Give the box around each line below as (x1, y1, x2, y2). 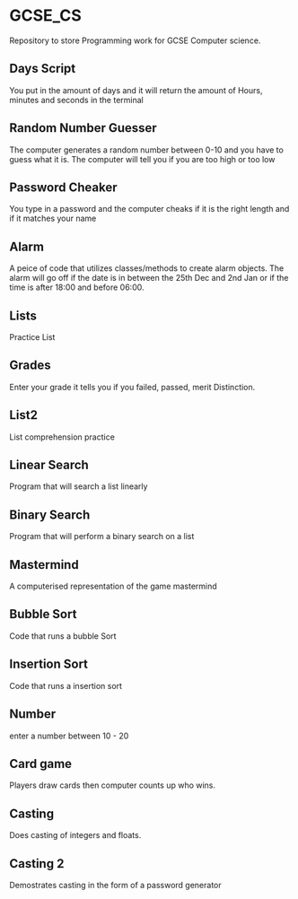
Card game (9, 755, 73, 772)
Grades (9, 358, 51, 373)
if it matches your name (9, 213, 97, 224)
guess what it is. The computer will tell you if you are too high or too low (9, 153, 276, 164)
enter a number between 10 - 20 (9, 730, 129, 741)
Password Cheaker (9, 179, 118, 195)
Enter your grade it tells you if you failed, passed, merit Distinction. (9, 381, 256, 392)
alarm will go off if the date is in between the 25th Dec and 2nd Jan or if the (9, 273, 289, 284)
